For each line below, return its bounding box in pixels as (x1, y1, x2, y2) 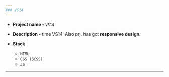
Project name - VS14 (12, 21, 55, 27)
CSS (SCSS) (20, 56, 43, 62)
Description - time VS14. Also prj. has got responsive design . (12, 31, 141, 37)
